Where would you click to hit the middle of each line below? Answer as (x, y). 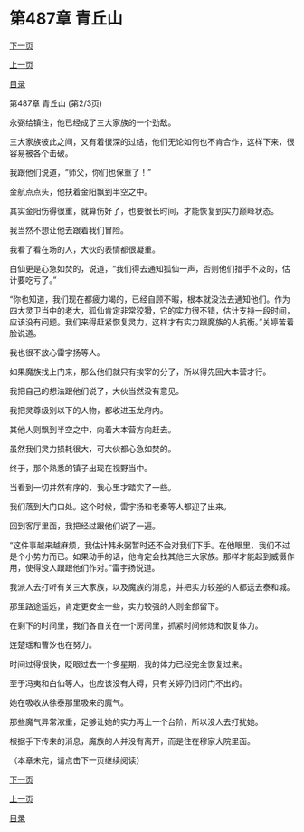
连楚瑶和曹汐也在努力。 (53, 644)
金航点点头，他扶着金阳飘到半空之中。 (81, 191)
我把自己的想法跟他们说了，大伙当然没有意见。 (96, 391)
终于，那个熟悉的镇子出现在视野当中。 (81, 468)
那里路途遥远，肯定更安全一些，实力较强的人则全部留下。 (116, 606)
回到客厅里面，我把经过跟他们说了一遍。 (85, 526)
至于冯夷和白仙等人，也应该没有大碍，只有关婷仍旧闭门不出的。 (128, 683)
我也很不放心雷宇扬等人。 (57, 352)
